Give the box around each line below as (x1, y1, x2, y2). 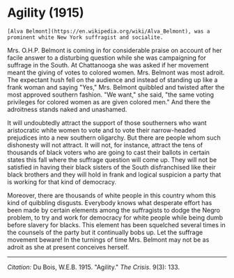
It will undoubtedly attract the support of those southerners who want (7, 118, 207, 126)
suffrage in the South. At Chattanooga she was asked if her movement (7, 60, 209, 69)
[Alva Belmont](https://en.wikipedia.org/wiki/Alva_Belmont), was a (7, 28, 210, 35)
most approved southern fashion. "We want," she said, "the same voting (7, 90, 214, 99)
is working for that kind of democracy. (7, 177, 117, 186)
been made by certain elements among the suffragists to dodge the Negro (7, 206, 221, 214)
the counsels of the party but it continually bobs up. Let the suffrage (7, 228, 203, 236)
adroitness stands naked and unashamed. (7, 105, 127, 113)
